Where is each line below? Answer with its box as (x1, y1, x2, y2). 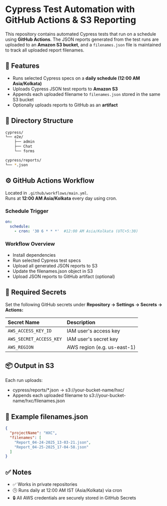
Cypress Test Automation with (5, 4, 135, 15)
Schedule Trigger (5, 208, 49, 215)
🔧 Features (5, 62, 40, 70)
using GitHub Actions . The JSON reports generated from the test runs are (5, 36, 159, 42)
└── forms (14, 149, 35, 154)
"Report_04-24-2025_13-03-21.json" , (14, 440, 92, 445)
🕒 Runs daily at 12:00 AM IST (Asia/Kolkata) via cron (12, 487, 122, 493)
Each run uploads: (5, 377, 43, 383)
